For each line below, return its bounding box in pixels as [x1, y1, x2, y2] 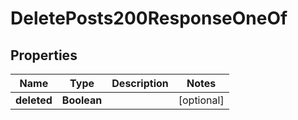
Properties [10, 47, 78, 64]
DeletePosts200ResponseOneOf [10, 7, 288, 30]
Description [111, 77, 169, 90]
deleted [15, 93, 53, 107]
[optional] [178, 93, 225, 107]
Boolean [61, 93, 103, 107]
